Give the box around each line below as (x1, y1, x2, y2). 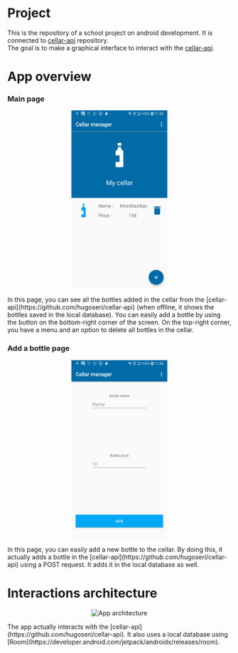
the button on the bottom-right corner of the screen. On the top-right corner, (7, 318, 232, 326)
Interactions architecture (7, 585, 158, 601)
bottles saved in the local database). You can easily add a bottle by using (7, 311, 221, 319)
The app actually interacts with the (7, 622, 109, 631)
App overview (7, 69, 92, 85)
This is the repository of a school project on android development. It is (7, 28, 213, 37)
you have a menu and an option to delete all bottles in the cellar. (7, 326, 194, 334)
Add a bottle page (7, 344, 70, 354)
